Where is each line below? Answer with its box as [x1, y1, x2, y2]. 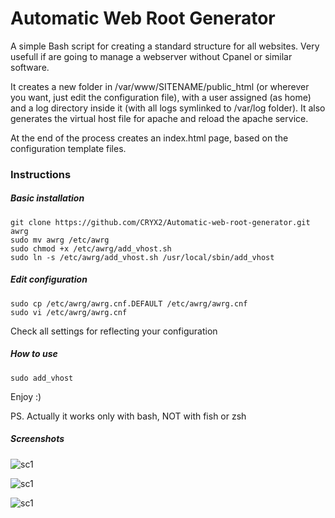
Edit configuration [10, 273, 88, 286]
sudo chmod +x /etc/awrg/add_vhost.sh [10, 243, 172, 254]
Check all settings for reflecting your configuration [10, 325, 218, 337]
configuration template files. [10, 142, 127, 154]
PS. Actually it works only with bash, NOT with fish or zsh [10, 410, 247, 422]
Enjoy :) [10, 390, 42, 402]
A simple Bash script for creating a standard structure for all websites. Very [10, 40, 320, 52]
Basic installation [10, 192, 85, 204]
